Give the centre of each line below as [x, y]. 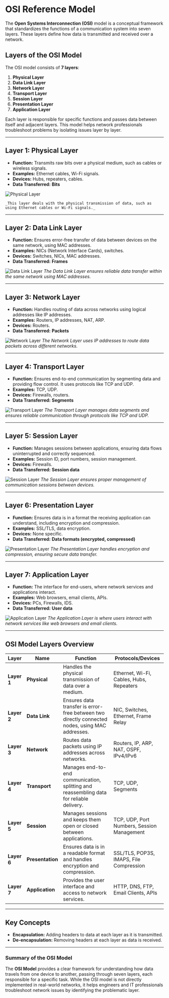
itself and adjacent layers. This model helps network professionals [74, 124]
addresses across [84, 753]
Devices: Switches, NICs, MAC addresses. [57, 256]
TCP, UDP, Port [132, 820]
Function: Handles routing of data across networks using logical [79, 310]
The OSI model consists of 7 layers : [42, 67]
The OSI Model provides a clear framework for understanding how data [79, 969]
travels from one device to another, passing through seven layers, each [79, 974]
